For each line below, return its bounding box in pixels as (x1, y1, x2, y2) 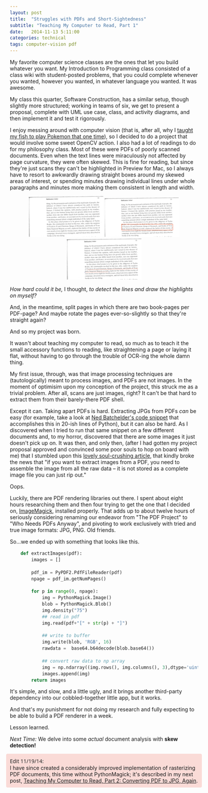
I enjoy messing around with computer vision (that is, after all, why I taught (10, 127, 194, 133)
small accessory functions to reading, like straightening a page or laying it (10, 346, 192, 353)
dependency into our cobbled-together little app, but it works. (10, 694, 162, 702)
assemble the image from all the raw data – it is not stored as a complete (10, 465, 189, 472)
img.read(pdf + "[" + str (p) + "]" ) (41, 620, 128, 626)
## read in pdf (41, 614, 80, 620)
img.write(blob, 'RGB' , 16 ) (41, 639, 112, 645)
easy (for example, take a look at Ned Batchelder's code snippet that (10, 414, 179, 421)
